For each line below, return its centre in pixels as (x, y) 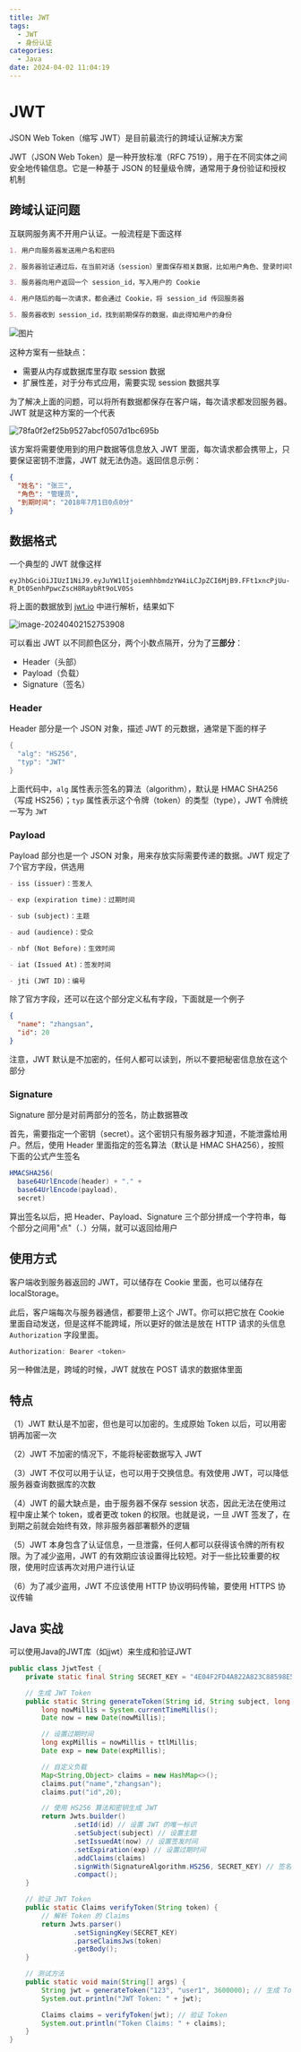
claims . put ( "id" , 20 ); (82, 1792)
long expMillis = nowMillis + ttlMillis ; (120, 1743)
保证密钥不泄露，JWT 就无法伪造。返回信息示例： (109, 460)
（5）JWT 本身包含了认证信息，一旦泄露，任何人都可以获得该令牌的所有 (143, 1545)
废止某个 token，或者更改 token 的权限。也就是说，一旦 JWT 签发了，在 (158, 1515)
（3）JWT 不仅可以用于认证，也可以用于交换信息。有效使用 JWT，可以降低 (149, 1473)
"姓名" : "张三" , (45, 485)
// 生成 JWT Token (58, 1693)
